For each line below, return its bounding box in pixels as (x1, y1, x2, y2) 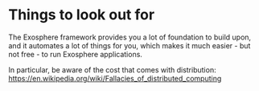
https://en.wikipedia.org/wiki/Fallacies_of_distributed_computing (8, 73, 222, 83)
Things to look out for (8, 6, 155, 24)
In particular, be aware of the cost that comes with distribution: (8, 64, 216, 74)
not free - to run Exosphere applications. (8, 49, 143, 59)
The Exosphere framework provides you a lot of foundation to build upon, (8, 32, 252, 42)
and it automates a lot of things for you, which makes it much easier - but (8, 40, 251, 50)
